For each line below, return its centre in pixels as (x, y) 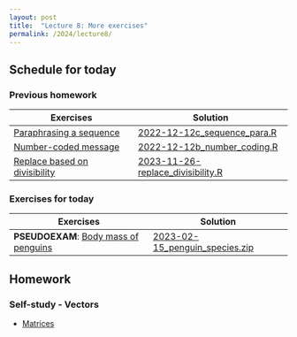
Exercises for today (52, 198)
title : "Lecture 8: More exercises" (79, 26)
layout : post (33, 17)
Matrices (38, 324)
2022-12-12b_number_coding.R (208, 147)
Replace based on (51, 162)
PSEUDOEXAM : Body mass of (76, 237)
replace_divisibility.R (180, 172)
